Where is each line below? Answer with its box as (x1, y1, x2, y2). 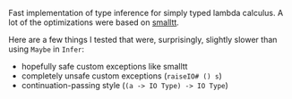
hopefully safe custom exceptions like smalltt (21, 62, 188, 71)
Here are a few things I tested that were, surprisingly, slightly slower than (8, 35, 278, 45)
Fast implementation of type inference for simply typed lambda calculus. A (8, 8, 284, 18)
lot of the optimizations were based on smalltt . (8, 17, 180, 28)
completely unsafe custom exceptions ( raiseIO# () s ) (21, 70, 222, 81)
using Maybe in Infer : (8, 44, 85, 54)
